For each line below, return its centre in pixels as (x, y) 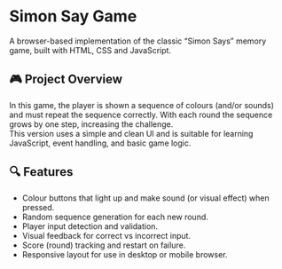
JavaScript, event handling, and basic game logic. (100, 143)
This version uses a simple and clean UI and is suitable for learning (131, 133)
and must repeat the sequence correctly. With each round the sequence (141, 115)
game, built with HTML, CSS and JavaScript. (90, 50)
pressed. (38, 207)
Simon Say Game (73, 16)
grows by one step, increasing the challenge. (91, 124)
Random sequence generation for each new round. (115, 217)
